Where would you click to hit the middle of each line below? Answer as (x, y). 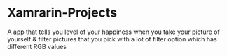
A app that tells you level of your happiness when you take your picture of (114, 32)
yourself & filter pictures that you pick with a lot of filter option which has (112, 39)
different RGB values (37, 46)
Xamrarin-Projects (62, 13)
